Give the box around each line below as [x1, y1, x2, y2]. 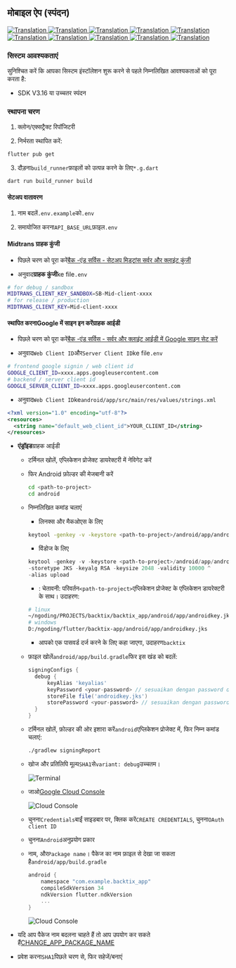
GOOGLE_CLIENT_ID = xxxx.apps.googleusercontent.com [7, 370, 159, 377]
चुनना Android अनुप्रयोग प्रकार [27, 835, 95, 843]
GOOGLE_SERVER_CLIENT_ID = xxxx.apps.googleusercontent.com [7, 382, 181, 389]
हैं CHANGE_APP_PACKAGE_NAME [17, 938, 114, 947]
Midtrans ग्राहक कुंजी [7, 239, 60, 248]
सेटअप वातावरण [7, 193, 43, 201]
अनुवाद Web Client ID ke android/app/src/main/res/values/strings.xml [17, 395, 216, 403]
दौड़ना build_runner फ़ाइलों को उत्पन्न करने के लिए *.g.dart [17, 163, 159, 172]
